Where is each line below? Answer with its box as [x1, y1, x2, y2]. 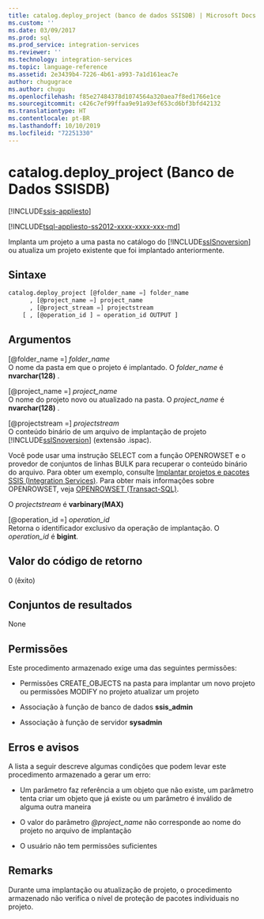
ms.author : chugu [8, 85, 66, 93]
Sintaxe [8, 268, 47, 282]
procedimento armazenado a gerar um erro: [8, 770, 152, 779]
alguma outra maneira [19, 802, 92, 811]
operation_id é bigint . [8, 531, 79, 541]
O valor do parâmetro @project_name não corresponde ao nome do [19, 817, 241, 826]
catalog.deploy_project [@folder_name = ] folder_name [8, 289, 190, 297]
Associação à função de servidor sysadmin [19, 717, 163, 728]
